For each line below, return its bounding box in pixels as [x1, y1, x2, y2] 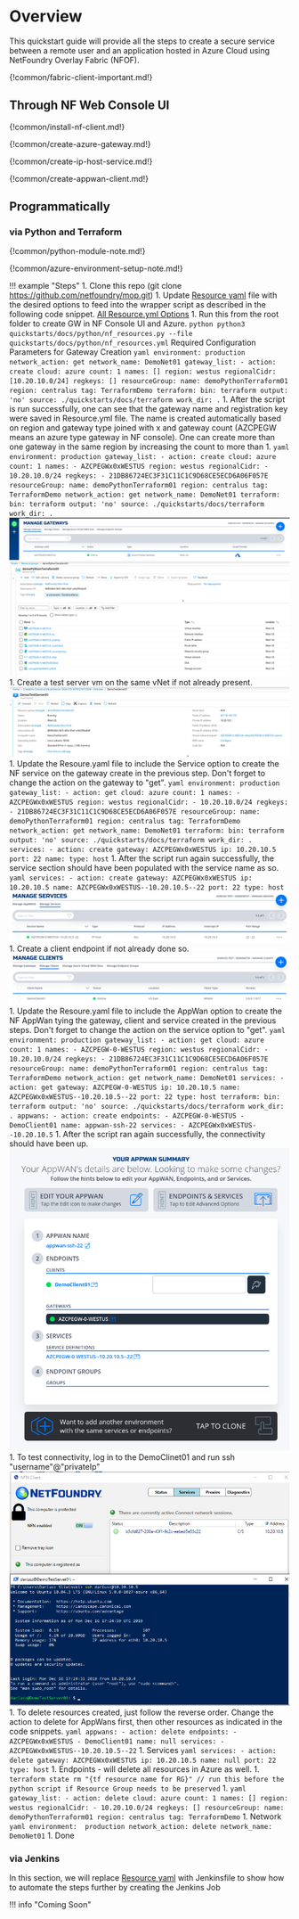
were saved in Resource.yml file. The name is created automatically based [9, 413, 282, 424]
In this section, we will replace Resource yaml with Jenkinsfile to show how [9, 1873, 285, 1883]
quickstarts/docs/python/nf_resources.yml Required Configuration [9, 337, 256, 349]
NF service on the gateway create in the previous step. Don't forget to [9, 767, 265, 778]
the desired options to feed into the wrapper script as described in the [9, 299, 267, 310]
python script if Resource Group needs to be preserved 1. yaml [9, 1783, 246, 1793]
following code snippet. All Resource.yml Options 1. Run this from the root [9, 309, 279, 320]
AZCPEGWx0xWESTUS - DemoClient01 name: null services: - [9, 1737, 225, 1746]
